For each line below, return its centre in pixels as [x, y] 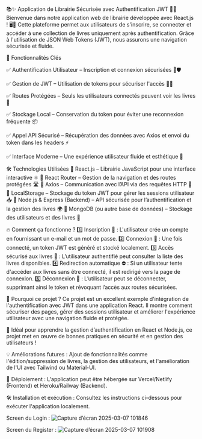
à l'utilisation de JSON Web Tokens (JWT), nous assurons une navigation [97, 39]
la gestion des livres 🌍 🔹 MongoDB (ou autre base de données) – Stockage [99, 209]
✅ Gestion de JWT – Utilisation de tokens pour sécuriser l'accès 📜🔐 [90, 84]
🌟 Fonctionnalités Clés [34, 58]
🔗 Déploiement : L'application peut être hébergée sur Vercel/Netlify [89, 379]
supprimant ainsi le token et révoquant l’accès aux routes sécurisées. [92, 287]
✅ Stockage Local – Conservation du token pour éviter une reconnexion [95, 114]
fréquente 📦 [22, 121]
